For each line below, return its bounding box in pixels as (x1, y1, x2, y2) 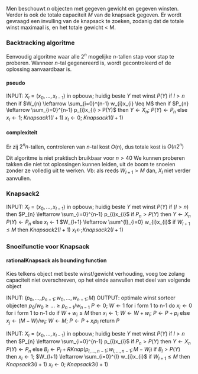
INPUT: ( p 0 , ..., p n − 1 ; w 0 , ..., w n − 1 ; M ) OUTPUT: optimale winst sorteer (6, 294, 176, 302)
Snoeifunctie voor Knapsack (6, 242, 90, 250)
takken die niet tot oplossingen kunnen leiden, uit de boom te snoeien (6, 161, 176, 168)
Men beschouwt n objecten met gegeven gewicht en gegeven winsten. (6, 5, 179, 12)
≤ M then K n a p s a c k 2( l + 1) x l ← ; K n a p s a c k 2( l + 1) (6, 226, 124, 234)
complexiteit (6, 129, 38, 136)
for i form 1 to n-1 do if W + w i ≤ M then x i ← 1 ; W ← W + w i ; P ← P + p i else (6, 309, 190, 318)
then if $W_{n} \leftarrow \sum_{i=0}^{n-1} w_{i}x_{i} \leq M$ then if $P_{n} (6, 100, 189, 107)
